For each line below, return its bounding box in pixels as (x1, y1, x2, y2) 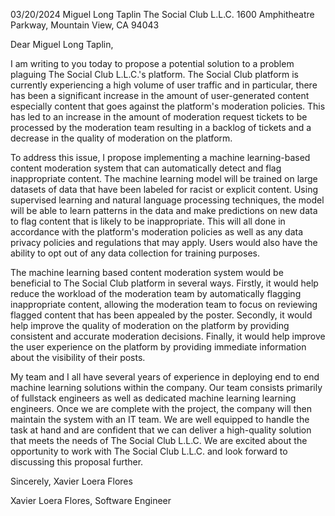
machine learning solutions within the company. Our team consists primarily (10, 382, 323, 393)
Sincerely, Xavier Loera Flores (10, 475, 133, 487)
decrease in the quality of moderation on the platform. (10, 132, 233, 144)
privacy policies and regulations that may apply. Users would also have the (10, 237, 318, 248)
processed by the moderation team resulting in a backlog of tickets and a (10, 122, 312, 133)
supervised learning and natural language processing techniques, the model (10, 194, 325, 206)
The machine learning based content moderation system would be (10, 267, 284, 278)
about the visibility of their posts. (10, 352, 146, 363)
